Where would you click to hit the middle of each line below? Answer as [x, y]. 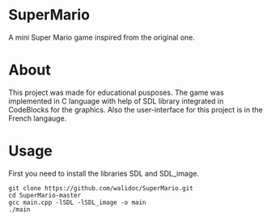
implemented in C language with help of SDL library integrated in [116, 101]
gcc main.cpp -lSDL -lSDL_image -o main [78, 202]
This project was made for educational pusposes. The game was [116, 92]
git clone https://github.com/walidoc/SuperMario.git [101, 188]
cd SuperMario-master [45, 195]
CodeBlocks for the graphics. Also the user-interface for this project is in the [135, 109]
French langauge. [38, 118]
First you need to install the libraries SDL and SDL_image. [104, 173]
